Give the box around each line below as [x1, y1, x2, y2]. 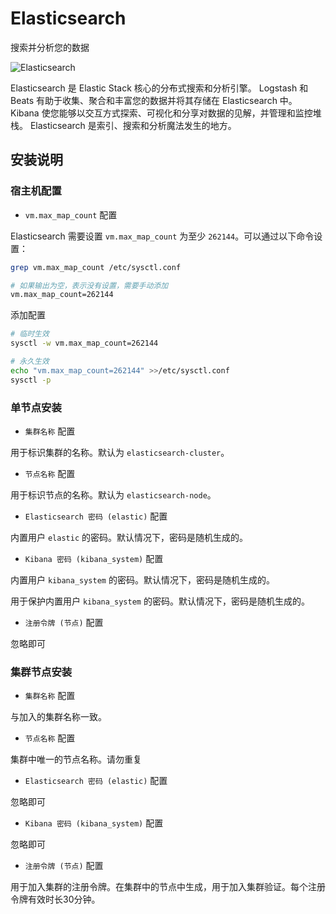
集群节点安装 [10, 665, 73, 679]
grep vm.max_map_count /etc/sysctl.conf [10, 262, 182, 272]
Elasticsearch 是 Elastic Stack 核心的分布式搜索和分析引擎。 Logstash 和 [10, 82, 309, 94]
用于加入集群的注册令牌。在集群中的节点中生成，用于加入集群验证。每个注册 [10, 881, 326, 893]
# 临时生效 [10, 329, 50, 339]
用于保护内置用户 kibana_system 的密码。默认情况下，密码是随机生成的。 [10, 595, 310, 607]
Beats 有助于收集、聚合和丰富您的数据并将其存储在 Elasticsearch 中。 [10, 94, 298, 106]
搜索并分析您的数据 [10, 41, 90, 53]
